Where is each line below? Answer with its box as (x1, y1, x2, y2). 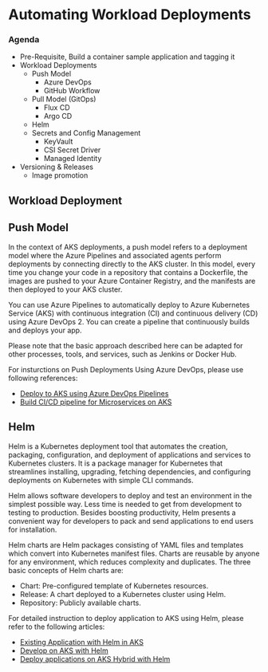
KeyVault (43, 137, 73, 147)
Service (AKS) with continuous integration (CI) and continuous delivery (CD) (8, 308, 258, 318)
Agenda (8, 34, 40, 45)
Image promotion (31, 171, 89, 180)
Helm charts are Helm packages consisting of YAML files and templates (8, 540, 244, 549)
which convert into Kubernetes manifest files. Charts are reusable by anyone (8, 548, 260, 558)
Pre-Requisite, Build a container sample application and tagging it (19, 52, 235, 61)
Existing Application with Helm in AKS (19, 637, 144, 646)
